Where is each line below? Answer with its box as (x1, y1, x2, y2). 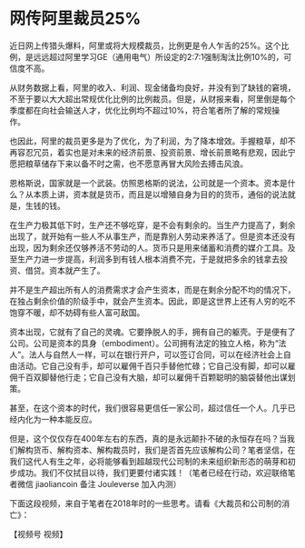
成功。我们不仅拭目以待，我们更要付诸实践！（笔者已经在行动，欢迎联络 (16, 467, 288, 478)
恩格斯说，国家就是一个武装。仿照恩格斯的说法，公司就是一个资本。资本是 (9, 177, 288, 188)
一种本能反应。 (40, 413, 97, 424)
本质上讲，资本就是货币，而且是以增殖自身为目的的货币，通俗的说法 (33, 188, 288, 200)
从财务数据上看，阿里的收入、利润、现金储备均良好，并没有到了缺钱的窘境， (9, 82, 296, 93)
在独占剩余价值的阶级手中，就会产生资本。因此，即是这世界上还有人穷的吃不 (9, 295, 296, 306)
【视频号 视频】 (9, 528, 68, 539)
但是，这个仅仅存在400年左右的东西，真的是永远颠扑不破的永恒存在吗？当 (9, 433, 288, 443)
